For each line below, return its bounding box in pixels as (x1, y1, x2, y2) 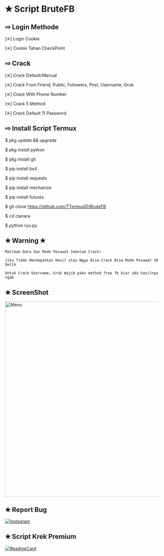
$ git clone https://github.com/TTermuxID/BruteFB (5, 204, 106, 209)
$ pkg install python (5, 146, 45, 152)
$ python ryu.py (5, 222, 38, 228)
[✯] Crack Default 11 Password (5, 110, 67, 116)
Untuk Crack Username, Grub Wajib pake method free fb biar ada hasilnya (5, 271, 159, 276)
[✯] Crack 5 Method (5, 101, 45, 106)
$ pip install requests (5, 175, 47, 181)
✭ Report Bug (5, 505, 47, 514)
